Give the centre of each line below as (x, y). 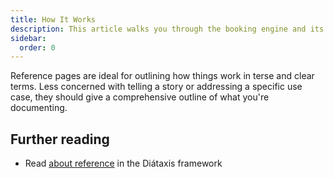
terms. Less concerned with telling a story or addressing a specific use (156, 87)
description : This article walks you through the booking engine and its (167, 29)
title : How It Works (53, 19)
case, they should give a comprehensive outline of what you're (140, 97)
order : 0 (37, 47)
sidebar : (28, 38)
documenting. (39, 108)
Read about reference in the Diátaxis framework (123, 163)
